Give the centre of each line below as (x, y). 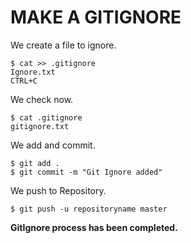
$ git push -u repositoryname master (89, 209)
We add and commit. (53, 145)
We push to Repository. (58, 190)
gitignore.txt (40, 126)
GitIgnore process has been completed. (94, 227)
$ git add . (35, 163)
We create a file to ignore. (63, 45)
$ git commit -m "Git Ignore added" (86, 172)
